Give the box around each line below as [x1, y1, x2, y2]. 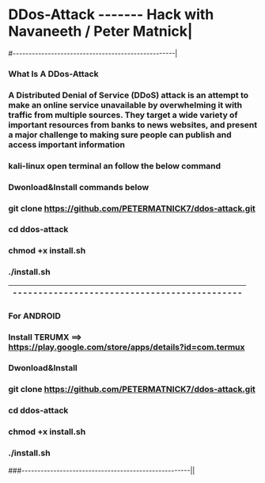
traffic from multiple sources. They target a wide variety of [8, 109, 238, 120]
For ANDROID [8, 310, 61, 321]
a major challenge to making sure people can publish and [8, 129, 232, 140]
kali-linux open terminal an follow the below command [8, 160, 221, 171]
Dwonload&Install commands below [8, 181, 150, 192]
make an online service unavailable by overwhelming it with [8, 99, 243, 110]
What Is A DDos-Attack [8, 68, 99, 79]
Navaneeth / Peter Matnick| [8, 22, 193, 40]
